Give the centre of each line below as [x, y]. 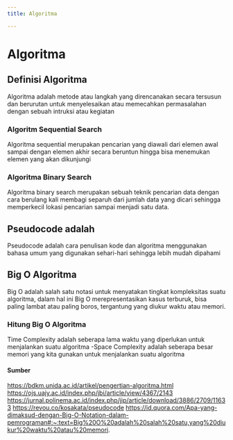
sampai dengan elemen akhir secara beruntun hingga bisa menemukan [109, 152]
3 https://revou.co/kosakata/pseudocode [66, 408]
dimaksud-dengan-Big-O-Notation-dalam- [68, 415]
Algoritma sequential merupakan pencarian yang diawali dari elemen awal [113, 144]
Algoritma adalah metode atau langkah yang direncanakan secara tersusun [114, 96]
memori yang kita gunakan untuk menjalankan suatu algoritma [96, 355]
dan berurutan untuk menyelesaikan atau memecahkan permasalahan [107, 104]
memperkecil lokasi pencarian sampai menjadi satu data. [88, 207]
